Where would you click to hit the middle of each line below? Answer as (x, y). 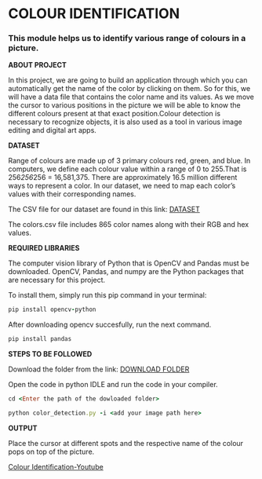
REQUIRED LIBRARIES (44, 248)
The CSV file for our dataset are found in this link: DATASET (104, 210)
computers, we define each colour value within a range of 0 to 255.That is (127, 169)
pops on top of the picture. (51, 452)
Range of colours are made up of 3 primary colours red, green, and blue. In (129, 161)
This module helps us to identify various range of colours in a (127, 38)
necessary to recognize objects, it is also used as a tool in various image (125, 122)
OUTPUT (23, 428)
